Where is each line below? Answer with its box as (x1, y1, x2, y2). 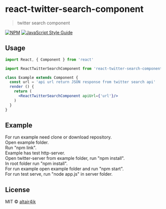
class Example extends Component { (5, 75, 79, 80)
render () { (9, 84, 35, 89)
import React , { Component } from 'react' (5, 57, 94, 62)
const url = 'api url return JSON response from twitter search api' (9, 79, 156, 85)
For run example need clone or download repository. (5, 134, 112, 140)
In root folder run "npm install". (5, 160, 68, 167)
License (5, 185, 30, 194)
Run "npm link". (5, 145, 37, 151)
